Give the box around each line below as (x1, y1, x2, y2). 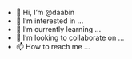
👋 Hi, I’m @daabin (15, 8, 75, 17)
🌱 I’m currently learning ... (15, 25, 102, 33)
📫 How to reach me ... (15, 42, 90, 51)
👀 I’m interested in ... (15, 16, 84, 26)
